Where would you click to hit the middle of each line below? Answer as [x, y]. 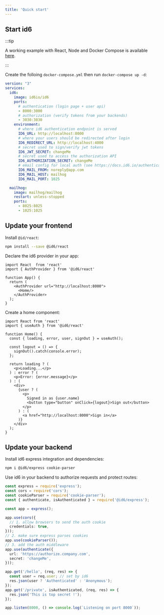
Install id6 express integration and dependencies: [55, 459]
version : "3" [18, 84]
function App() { [23, 277]
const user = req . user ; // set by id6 [49, 576]
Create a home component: [32, 312]
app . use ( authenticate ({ [29, 549]
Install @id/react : [22, 237]
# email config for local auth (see [55, 166]
